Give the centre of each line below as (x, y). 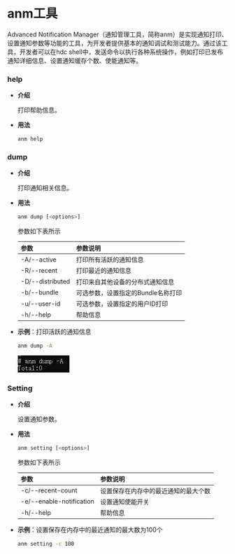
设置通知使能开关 (125, 502)
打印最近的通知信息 (104, 271)
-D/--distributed (45, 282)
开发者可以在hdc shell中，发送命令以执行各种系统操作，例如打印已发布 (121, 52)
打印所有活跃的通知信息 (110, 260)
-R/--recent (39, 270)
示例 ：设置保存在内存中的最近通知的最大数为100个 (90, 530)
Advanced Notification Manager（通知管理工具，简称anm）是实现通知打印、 (118, 34)
